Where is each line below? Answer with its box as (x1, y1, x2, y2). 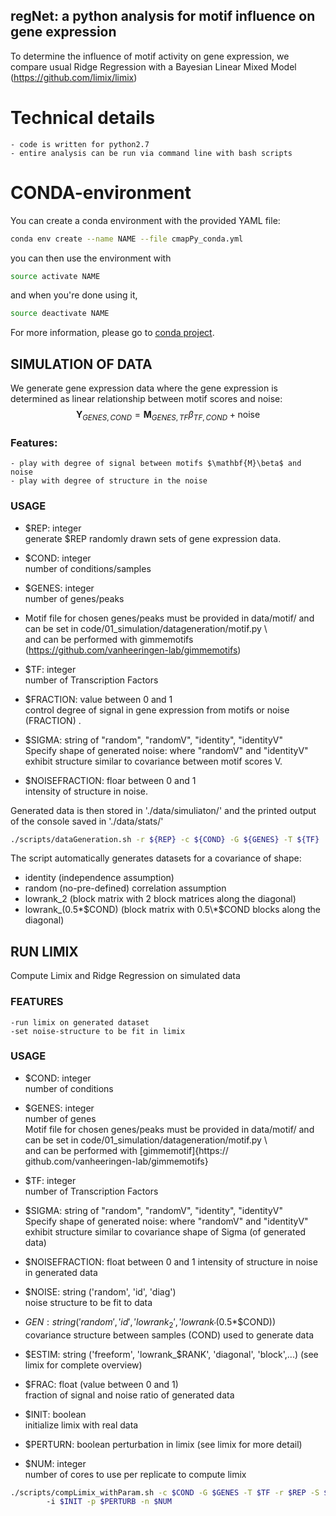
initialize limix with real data (24, 1419, 139, 1431)
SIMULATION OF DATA (10, 355, 153, 373)
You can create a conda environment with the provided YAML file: (10, 214, 281, 226)
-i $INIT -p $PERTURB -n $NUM (46, 1497, 172, 1507)
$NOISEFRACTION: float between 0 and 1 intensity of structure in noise (24, 1255, 318, 1268)
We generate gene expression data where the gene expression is (10, 382, 279, 394)
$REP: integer (24, 522, 82, 534)
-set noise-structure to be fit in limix (10, 1026, 186, 1036)
